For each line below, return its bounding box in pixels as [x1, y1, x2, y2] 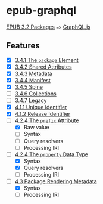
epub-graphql [6, 4, 76, 17]
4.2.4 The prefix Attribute [14, 117, 79, 124]
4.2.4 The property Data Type [14, 150, 88, 158]
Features [6, 41, 40, 51]
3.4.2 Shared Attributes [14, 63, 73, 70]
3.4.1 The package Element [14, 56, 79, 63]
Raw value [23, 123, 49, 131]
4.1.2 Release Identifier [14, 110, 71, 118]
